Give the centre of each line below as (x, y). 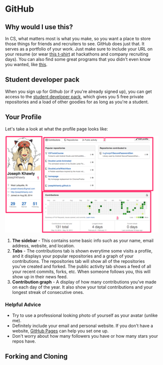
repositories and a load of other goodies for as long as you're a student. (77, 102)
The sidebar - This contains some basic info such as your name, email (83, 240)
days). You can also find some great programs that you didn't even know (78, 59)
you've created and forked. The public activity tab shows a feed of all (82, 266)
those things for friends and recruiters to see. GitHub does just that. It (75, 44)
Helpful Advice (23, 305)
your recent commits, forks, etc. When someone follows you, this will (81, 272)
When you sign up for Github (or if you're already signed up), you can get (79, 91)
